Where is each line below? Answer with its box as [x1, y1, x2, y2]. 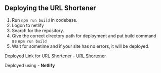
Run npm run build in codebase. [11, 17, 78, 23]
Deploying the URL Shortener [4, 4, 96, 12]
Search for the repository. [11, 27, 65, 34]
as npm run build [11, 38, 47, 44]
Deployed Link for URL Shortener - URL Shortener [4, 53, 106, 59]
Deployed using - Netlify [4, 62, 55, 68]
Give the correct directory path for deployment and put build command [11, 33, 157, 38]
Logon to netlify [11, 22, 44, 28]
